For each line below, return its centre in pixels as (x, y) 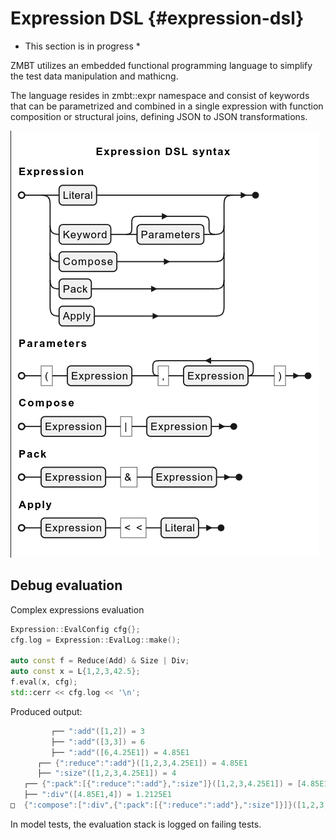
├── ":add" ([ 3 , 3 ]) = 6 (97, 742)
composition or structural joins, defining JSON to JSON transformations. (159, 116)
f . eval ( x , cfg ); (44, 682)
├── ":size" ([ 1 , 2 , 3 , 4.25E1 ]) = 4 (106, 773)
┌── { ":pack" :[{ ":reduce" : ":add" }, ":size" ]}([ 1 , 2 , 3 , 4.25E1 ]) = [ (162, 784)
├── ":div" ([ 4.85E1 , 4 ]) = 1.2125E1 (97, 795)
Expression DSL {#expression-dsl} (157, 18)
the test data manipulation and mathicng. (94, 76)
